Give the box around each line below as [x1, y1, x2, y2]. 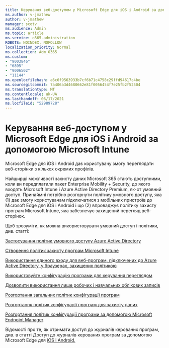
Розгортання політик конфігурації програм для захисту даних [5, 302, 138, 308]
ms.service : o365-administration [5, 36, 75, 41]
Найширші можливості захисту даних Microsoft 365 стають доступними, [5, 176, 162, 182]
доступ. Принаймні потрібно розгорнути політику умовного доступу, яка [5, 192, 162, 198]
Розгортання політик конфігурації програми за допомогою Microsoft [5, 311, 152, 317]
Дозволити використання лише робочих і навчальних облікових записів [5, 282, 160, 288]
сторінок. [5, 213, 25, 219]
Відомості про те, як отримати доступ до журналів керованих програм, [5, 326, 159, 332]
